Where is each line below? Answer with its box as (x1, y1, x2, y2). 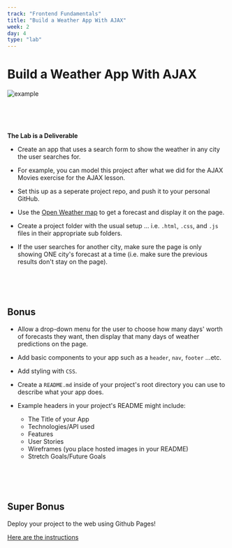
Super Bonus (7, 501, 65, 513)
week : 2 (7, 23, 30, 30)
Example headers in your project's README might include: (17, 401, 186, 409)
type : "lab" (7, 36, 42, 43)
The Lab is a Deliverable (7, 132, 78, 140)
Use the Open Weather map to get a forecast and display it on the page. (17, 208, 225, 217)
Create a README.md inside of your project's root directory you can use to (17, 380, 226, 388)
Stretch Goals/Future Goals (27, 452, 106, 461)
